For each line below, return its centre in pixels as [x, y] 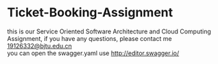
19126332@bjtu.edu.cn [39, 46]
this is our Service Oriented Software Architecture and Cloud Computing [109, 31]
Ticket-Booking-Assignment [90, 13]
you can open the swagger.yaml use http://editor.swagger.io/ [93, 53]
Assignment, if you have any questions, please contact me [90, 38]
